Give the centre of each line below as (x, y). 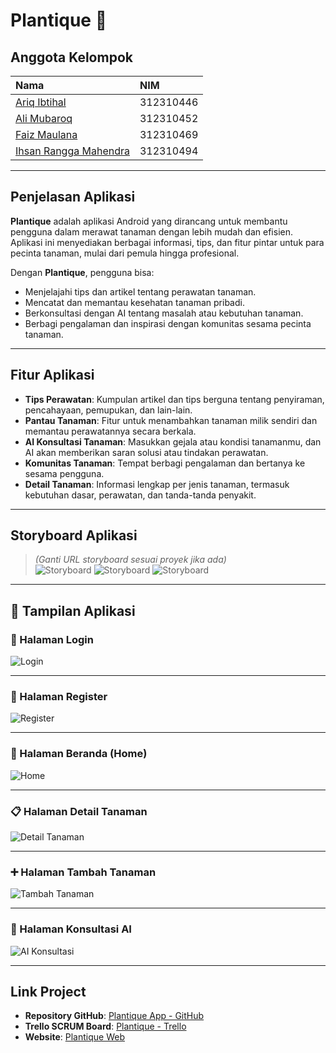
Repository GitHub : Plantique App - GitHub (114, 1016)
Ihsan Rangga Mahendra (72, 151)
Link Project (48, 992)
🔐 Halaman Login (52, 639)
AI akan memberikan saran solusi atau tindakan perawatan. (146, 452)
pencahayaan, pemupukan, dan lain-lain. (108, 410)
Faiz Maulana (46, 134)
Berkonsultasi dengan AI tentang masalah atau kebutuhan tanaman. (164, 313)
